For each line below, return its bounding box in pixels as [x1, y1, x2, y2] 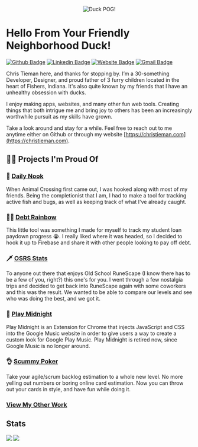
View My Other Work [6, 400, 67, 408]
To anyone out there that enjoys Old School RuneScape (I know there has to [6, 270, 191, 277]
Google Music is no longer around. [6, 342, 90, 349]
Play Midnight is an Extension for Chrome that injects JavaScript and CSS [6, 323, 185, 330]
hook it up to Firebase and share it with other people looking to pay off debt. [6, 239, 191, 246]
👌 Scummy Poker [6, 357, 59, 366]
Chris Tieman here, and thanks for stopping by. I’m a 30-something [6, 70, 170, 77]
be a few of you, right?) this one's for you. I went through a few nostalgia [6, 276, 183, 283]
